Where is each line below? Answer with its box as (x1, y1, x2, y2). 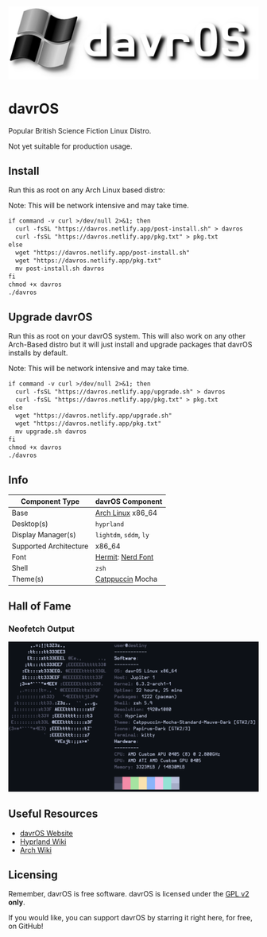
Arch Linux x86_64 (95, 508, 157, 517)
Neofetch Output (8, 623, 75, 634)
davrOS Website (19, 828, 73, 838)
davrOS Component (95, 496, 163, 506)
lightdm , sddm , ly (95, 530, 149, 540)
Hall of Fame (8, 599, 72, 614)
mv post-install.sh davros (15, 265, 105, 273)
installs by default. (8, 348, 68, 358)
